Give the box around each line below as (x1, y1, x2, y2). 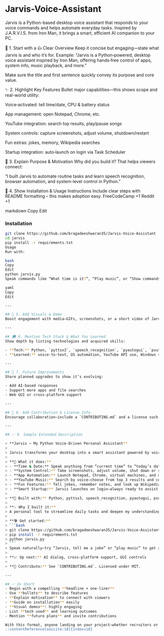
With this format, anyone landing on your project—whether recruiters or (5, 622, 159, 627)
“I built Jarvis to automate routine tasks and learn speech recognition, (5, 173, 145, 179)
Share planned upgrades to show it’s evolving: (5, 375, 104, 379)
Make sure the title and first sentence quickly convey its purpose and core (5, 72, 155, 78)
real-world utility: (5, 92, 40, 98)
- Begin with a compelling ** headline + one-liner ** (5, 586, 115, 591)
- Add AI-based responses (5, 383, 58, 388)
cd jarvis (5, 236, 25, 241)
